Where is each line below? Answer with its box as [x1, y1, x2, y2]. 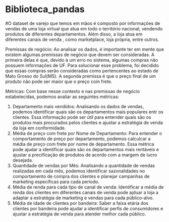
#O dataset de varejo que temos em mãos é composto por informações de [5, 20, 160, 26]
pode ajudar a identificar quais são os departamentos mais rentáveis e [12, 146, 159, 152]
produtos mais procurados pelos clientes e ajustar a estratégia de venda [12, 119, 163, 125]
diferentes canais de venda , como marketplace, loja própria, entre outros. [5, 36, 159, 42]
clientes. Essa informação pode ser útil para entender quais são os [12, 114, 151, 120]
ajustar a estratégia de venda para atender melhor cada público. [12, 211, 146, 217]
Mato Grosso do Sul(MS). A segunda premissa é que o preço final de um [5, 73, 156, 79]
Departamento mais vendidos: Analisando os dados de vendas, [12, 103, 144, 109]
